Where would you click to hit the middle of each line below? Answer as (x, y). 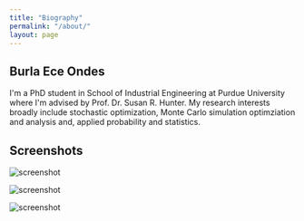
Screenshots (46, 150)
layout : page (34, 34)
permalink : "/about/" (50, 26)
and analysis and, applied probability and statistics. (105, 122)
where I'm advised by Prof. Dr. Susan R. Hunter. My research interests (140, 103)
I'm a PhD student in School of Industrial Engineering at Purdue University (147, 93)
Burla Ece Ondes (58, 71)
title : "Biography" (46, 18)
